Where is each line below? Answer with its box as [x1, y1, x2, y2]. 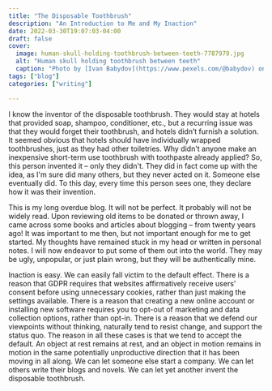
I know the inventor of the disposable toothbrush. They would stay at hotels [8, 109, 261, 118]
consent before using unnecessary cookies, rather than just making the [8, 287, 247, 297]
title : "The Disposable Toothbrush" [8, 11, 132, 20]
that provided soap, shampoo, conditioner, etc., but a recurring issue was [8, 118, 253, 127]
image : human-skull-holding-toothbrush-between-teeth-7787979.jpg [15, 49, 244, 58]
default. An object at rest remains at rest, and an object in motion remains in [8, 338, 261, 349]
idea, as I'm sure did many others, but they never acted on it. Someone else [8, 170, 261, 179]
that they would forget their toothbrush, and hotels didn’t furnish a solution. [8, 127, 259, 136]
